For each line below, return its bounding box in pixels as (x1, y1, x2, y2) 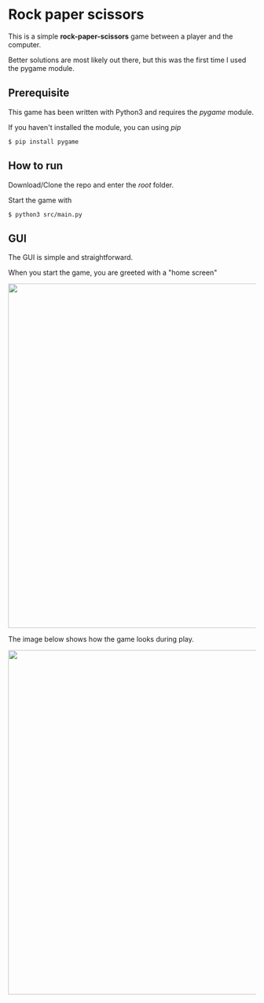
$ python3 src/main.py (8, 210, 82, 218)
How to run (8, 159, 64, 172)
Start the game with (8, 195, 72, 205)
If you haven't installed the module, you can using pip (8, 122, 181, 131)
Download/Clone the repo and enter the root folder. (8, 180, 174, 190)
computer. (8, 39, 42, 49)
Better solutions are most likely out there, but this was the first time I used (8, 55, 247, 65)
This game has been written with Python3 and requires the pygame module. (8, 107, 254, 117)
